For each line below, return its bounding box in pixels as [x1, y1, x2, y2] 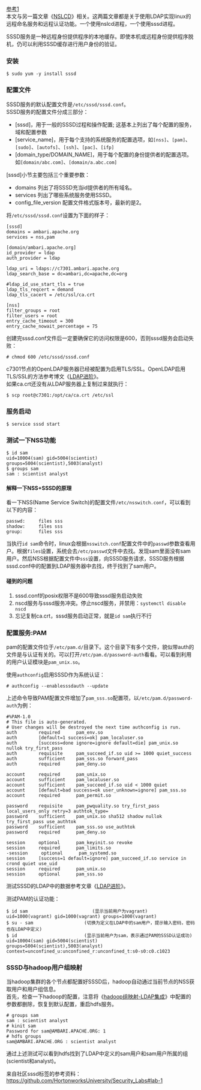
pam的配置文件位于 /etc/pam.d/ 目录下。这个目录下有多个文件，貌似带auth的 [6, 643, 194, 651]
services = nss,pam [6, 234, 55, 240]
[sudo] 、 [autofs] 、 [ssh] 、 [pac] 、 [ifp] [14, 143, 115, 150]
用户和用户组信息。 [11, 986, 59, 993]
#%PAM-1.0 [6, 713, 31, 719]
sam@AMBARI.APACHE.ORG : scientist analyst [6, 1039, 117, 1045]
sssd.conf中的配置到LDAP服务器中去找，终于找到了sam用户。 [6, 562, 160, 570]
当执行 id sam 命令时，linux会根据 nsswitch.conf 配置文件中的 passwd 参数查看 [6, 540, 190, 547]
